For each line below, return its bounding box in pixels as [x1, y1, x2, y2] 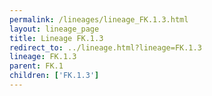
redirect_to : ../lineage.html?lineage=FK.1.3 [9, 42, 202, 53]
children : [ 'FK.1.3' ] [9, 71, 100, 81]
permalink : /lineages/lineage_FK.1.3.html [9, 14, 189, 25]
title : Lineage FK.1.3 [9, 33, 104, 43]
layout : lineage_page [9, 24, 100, 34]
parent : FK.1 [9, 61, 64, 71]
